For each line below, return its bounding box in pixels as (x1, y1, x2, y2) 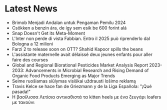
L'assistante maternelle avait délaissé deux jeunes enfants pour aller (11, 51, 153, 57)
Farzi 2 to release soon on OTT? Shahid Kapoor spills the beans (11, 46, 143, 52)
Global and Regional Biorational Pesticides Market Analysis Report (11, 62, 148, 68)
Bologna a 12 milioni (11, 40, 53, 46)
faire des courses (11, 56, 48, 62)
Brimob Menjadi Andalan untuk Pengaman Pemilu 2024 (11, 19, 126, 25)
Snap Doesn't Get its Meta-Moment (11, 30, 85, 36)
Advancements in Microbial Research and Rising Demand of (25, 67, 149, 73)
